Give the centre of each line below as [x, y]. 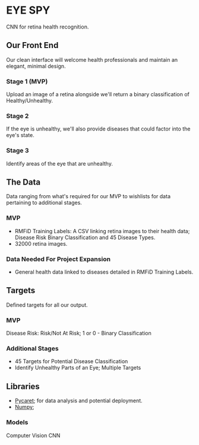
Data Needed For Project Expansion [59, 259]
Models [17, 422]
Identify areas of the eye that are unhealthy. [59, 163]
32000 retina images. [41, 243]
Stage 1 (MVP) [27, 81]
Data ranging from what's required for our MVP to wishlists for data [89, 196]
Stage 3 [18, 151]
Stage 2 [18, 116]
